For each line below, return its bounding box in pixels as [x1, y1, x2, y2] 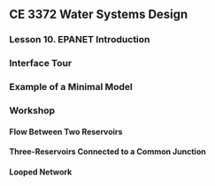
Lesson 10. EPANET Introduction [9, 33, 150, 46]
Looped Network [9, 167, 73, 177]
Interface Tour [9, 57, 73, 70]
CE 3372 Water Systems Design [9, 7, 188, 22]
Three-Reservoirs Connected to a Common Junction [9, 146, 206, 157]
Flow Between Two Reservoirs [9, 126, 123, 137]
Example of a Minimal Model [9, 81, 133, 93]
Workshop [9, 105, 56, 117]
